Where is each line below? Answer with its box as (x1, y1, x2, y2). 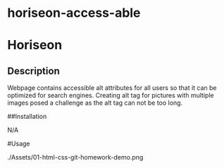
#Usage (7, 139, 30, 148)
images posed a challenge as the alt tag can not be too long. (7, 98, 183, 107)
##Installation (7, 112, 47, 121)
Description (7, 65, 60, 77)
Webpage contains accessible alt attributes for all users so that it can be (7, 84, 217, 92)
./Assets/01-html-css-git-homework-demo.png (7, 153, 144, 162)
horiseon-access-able (7, 5, 141, 21)
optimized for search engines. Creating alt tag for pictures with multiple (7, 91, 214, 100)
